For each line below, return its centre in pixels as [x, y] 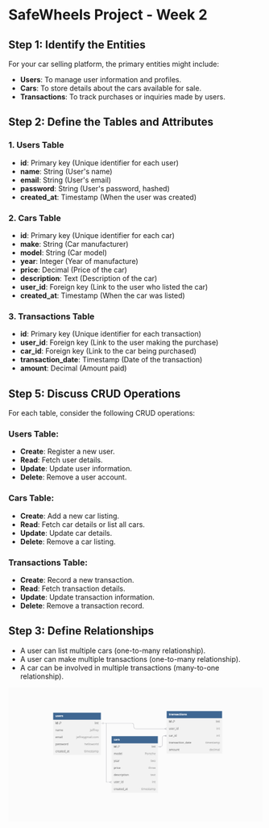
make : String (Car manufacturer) [74, 244]
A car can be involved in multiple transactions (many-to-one [120, 667]
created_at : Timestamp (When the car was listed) [102, 295]
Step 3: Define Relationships [81, 631]
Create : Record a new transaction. [77, 579]
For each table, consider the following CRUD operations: [102, 413]
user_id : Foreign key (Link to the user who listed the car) [114, 286]
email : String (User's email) [65, 180]
